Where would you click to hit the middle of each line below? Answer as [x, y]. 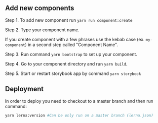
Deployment [24, 89]
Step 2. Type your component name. [42, 30]
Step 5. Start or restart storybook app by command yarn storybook [73, 73]
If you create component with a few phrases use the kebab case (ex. [75, 39]
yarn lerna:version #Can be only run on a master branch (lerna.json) [79, 115]
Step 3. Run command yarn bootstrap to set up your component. [71, 54]
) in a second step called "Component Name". [72, 45]
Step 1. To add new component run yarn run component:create [69, 20]
